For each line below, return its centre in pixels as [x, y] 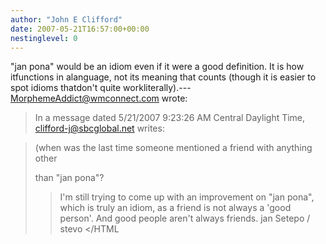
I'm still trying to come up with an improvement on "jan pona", [187, 197]
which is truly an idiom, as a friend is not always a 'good [175, 208]
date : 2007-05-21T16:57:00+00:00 [80, 29]
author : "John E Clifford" [66, 19]
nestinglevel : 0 [44, 38]
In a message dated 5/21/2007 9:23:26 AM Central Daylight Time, [170, 118]
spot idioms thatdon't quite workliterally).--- [101, 88]
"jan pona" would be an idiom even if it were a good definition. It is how [157, 67]
